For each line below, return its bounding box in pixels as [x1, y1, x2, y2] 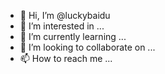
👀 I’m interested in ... [19, 20, 105, 32]
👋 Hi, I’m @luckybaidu [19, 10, 111, 21]
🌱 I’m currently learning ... [19, 31, 127, 42]
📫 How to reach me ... [19, 53, 113, 64]
